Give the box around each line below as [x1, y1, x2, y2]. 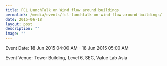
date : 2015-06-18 [5, 17, 42, 22]
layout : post [5, 21, 33, 27]
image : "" [5, 31, 26, 36]
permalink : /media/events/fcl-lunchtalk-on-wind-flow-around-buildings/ [5, 12, 162, 17]
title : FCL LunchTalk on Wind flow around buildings [5, 7, 119, 13]
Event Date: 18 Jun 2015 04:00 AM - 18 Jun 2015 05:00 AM [5, 45, 129, 51]
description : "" [5, 26, 40, 31]
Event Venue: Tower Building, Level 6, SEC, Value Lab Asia [5, 55, 128, 61]
